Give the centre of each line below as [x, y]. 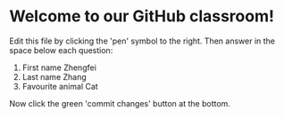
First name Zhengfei [59, 67]
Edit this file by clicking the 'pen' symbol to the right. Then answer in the [142, 41]
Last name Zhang [54, 76]
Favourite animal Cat [60, 86]
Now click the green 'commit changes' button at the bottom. [120, 103]
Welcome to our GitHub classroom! [142, 16]
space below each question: [61, 50]
